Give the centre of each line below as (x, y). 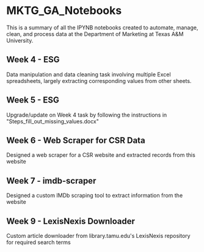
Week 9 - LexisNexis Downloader (71, 221)
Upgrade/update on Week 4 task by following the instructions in (87, 115)
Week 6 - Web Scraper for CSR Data (76, 140)
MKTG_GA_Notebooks (64, 11)
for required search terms (39, 242)
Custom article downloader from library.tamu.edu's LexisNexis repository (98, 236)
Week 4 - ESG (33, 59)
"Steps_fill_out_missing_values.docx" (53, 121)
